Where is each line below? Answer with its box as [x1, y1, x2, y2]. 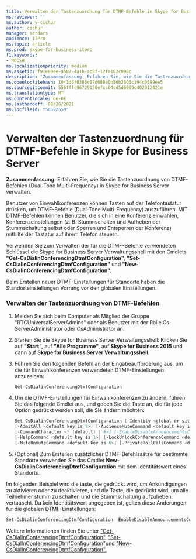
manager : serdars [6, 30, 48, 36]
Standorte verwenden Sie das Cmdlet [14, 457, 105, 464]
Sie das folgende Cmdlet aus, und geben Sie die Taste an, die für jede [14, 400, 183, 407]
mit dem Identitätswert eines [117, 463, 186, 470]
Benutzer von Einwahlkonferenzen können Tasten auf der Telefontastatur [6, 200, 182, 207]
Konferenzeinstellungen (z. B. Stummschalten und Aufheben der [6, 218, 161, 225]
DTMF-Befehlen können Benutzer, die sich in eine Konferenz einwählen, [6, 212, 179, 220]
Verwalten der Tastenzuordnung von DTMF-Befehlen [6, 299, 160, 307]
